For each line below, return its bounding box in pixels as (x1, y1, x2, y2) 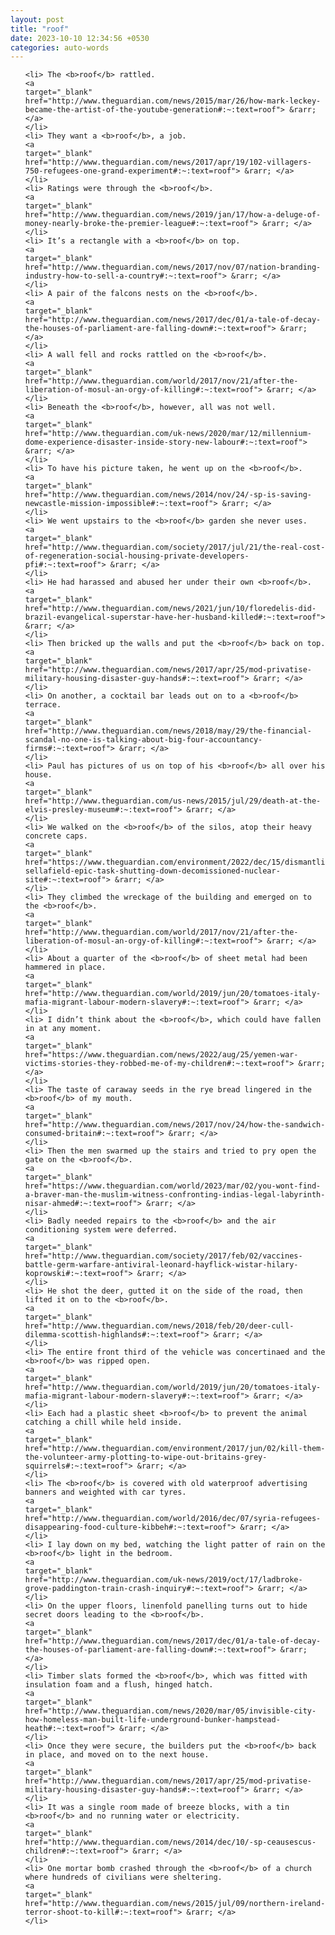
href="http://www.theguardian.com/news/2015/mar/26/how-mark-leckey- (24, 96, 322, 106)
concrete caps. (24, 831, 89, 841)
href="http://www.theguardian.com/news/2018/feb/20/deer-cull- (24, 1321, 295, 1331)
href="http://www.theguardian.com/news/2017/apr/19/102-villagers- (24, 157, 312, 168)
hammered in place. (24, 962, 107, 973)
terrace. (24, 700, 62, 710)
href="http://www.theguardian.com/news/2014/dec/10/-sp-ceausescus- (24, 1837, 317, 1848)
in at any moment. (24, 1024, 102, 1034)
